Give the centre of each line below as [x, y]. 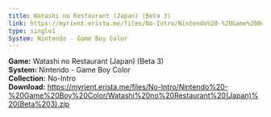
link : [17, 23]
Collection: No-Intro [42, 78]
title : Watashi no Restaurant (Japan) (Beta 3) [90, 16]
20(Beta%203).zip [39, 104]
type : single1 [32, 31]
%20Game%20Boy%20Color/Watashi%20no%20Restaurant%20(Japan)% [133, 96]
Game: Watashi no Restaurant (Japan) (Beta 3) [86, 61]
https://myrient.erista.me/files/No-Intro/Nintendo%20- [138, 87]
